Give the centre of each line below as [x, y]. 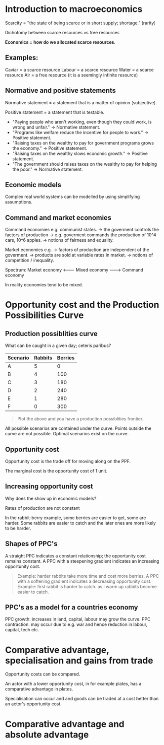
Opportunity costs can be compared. [43, 674]
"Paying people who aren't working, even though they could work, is [82, 122]
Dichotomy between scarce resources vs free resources [62, 32]
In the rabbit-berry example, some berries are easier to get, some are [76, 518]
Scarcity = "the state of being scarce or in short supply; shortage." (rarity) [80, 23]
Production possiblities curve [51, 334]
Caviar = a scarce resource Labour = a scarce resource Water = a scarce [80, 69]
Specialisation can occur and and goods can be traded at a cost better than [82, 699]
